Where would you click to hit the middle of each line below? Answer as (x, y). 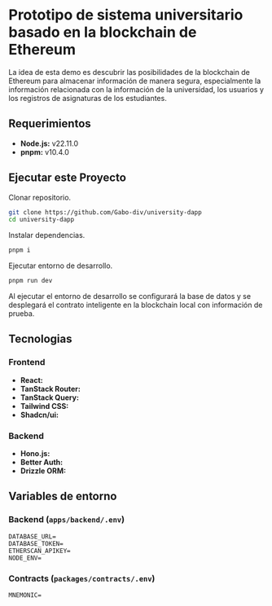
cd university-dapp (42, 220)
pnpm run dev (31, 281)
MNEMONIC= (25, 595)
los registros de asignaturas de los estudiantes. (88, 98)
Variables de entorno (63, 496)
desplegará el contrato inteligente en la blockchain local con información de (136, 305)
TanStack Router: (50, 389)
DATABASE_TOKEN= (36, 543)
